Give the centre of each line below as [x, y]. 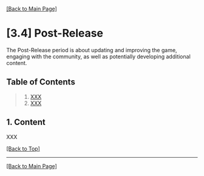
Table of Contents [41, 82]
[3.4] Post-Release [55, 33]
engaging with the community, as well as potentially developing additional [99, 56]
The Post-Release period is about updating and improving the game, [92, 50]
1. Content [26, 122]
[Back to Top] [23, 149]
